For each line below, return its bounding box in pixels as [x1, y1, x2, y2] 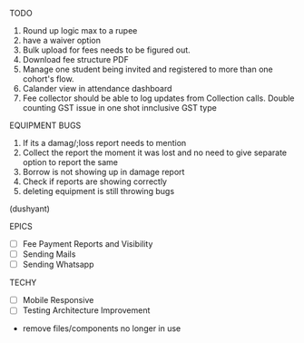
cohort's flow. [22, 73, 74, 84]
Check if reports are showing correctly [22, 176, 168, 187]
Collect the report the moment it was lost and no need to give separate [22, 147, 288, 158]
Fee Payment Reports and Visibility [22, 239, 153, 249]
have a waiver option [22, 35, 102, 45]
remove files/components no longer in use [22, 323, 181, 334]
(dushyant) [9, 203, 50, 214]
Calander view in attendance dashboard [22, 83, 172, 93]
